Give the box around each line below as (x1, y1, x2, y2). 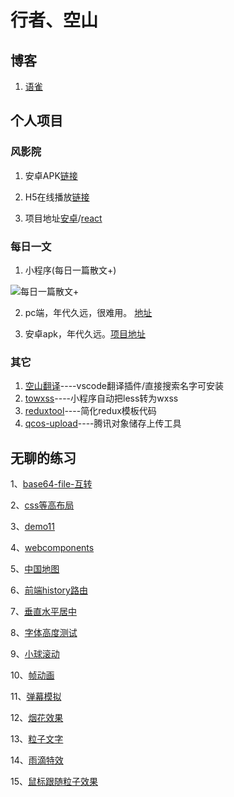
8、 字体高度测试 (10, 627, 78, 639)
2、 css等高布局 (10, 499, 75, 511)
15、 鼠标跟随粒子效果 (10, 776, 98, 788)
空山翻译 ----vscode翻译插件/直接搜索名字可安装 (24, 380, 224, 392)
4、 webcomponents (10, 542, 95, 554)
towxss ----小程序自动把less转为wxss (24, 392, 179, 405)
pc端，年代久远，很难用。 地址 (24, 306, 153, 318)
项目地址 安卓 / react (24, 212, 103, 224)
